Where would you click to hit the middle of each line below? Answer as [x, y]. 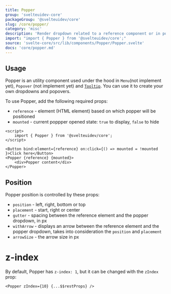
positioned [24, 116]
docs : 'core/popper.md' [31, 48]
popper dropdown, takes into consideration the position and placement [87, 231]
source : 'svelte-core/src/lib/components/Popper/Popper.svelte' [75, 43]
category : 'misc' [24, 29]
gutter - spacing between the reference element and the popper [80, 215]
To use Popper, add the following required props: [56, 101]
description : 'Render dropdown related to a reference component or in [83, 34]
